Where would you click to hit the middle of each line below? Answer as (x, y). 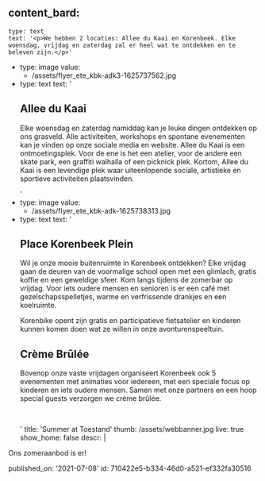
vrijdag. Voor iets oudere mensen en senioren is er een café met (125, 288)
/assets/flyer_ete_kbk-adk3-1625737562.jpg (104, 75)
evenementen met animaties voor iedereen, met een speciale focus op (134, 382)
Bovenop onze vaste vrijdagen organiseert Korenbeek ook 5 (118, 373)
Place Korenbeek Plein (76, 244)
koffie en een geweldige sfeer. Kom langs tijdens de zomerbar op (126, 280)
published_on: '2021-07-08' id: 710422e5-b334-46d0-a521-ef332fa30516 (130, 468)
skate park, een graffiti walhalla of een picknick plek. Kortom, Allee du (134, 161)
